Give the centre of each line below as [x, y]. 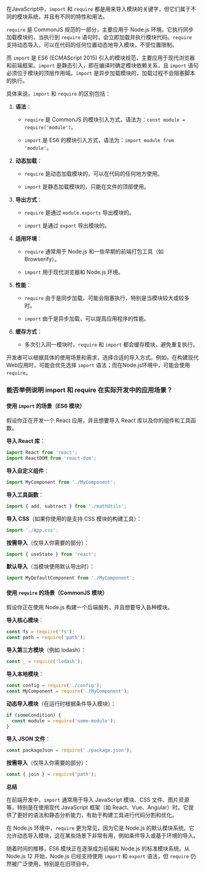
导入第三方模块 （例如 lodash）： [46, 650]
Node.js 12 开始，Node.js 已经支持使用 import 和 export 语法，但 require [98, 857]
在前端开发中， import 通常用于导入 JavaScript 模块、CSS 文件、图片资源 [98, 800]
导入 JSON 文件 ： [28, 739]
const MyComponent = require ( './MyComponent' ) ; [68, 691]
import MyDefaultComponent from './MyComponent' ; [71, 578]
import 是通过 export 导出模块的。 [67, 225]
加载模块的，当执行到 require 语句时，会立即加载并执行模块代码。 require [99, 37]
